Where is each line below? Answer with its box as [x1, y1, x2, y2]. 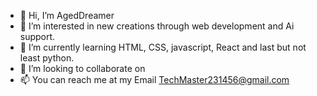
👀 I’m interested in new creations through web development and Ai [19, 20, 295, 32]
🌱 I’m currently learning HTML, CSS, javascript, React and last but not [19, 41, 307, 53]
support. [19, 31, 56, 42]
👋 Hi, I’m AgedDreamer [19, 10, 115, 21]
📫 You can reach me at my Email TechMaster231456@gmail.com [19, 74, 290, 85]
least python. [19, 52, 75, 64]
